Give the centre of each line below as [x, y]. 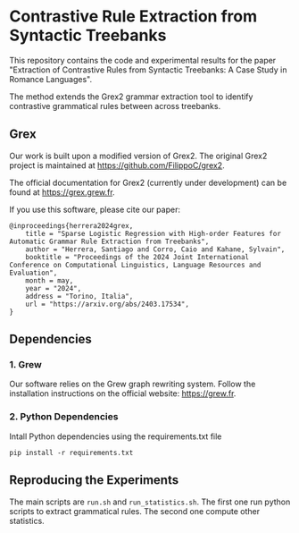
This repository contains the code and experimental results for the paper [143, 60]
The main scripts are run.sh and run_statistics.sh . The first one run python [150, 502]
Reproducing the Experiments [94, 480]
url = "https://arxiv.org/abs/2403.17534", [108, 304]
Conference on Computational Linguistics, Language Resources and [135, 265]
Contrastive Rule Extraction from [133, 17]
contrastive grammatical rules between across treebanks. [115, 106]
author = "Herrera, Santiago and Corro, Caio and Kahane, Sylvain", [155, 249]
